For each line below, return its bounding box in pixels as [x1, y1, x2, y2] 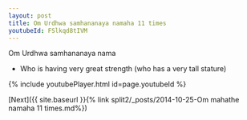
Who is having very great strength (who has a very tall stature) [19, 64, 227, 74]
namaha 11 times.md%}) [8, 103, 88, 113]
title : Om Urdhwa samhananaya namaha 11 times [8, 19, 167, 27]
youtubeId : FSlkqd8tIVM [8, 26, 88, 34]
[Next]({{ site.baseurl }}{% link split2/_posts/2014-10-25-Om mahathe [8, 95, 240, 105]
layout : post [8, 11, 52, 20]
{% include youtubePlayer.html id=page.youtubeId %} [8, 79, 187, 89]
